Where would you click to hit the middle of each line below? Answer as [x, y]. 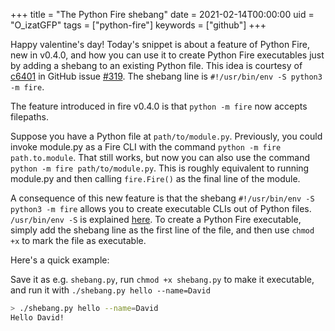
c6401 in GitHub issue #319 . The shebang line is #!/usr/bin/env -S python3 [166, 76]
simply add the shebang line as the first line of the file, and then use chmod [162, 230]
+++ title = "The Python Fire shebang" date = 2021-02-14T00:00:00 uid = [162, 14]
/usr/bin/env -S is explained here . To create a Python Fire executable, [156, 219]
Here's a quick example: [60, 260]
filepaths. [29, 117]
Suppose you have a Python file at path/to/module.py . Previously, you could [166, 136]
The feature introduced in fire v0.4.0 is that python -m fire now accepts [159, 106]
